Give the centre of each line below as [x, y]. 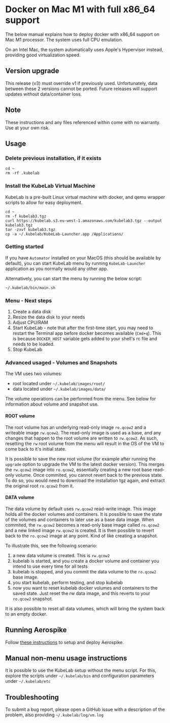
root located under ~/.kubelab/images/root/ [59, 384]
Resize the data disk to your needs [49, 317]
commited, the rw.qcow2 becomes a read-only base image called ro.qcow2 [82, 525]
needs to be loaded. [33, 344]
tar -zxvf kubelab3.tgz [30, 229]
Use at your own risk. [27, 128]
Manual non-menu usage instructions [66, 658]
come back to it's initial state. [36, 449]
